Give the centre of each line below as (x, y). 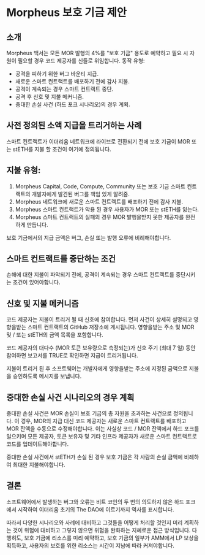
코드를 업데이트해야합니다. (38, 444)
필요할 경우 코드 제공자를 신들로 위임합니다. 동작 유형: (81, 61)
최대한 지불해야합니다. (39, 465)
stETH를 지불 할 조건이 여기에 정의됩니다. (62, 149)
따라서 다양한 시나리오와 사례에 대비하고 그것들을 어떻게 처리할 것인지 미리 (95, 522)
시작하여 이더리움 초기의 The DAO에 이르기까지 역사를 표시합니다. (96, 509)
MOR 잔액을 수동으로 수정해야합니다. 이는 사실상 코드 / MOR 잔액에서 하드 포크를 (103, 429)
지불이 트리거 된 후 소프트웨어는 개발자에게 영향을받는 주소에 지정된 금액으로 (97, 369)
